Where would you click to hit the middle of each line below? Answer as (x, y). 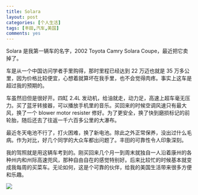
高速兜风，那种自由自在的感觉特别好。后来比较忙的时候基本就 (112, 160)
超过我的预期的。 (27, 85)
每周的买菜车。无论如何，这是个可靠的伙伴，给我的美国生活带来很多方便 (104, 167)
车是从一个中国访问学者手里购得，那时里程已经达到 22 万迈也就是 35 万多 (95, 71)
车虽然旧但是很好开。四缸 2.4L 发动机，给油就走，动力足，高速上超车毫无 (96, 98)
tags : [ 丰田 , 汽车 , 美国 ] (33, 28)
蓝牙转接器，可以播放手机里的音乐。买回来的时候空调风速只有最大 (106, 105)
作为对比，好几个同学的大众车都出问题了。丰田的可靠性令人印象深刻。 (101, 140)
